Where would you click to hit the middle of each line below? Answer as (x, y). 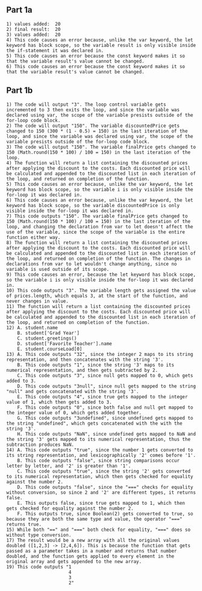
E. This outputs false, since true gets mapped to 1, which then (101, 503)
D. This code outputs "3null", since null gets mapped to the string (107, 386)
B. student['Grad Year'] (48, 333)
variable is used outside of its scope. (58, 269)
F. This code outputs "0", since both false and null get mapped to (105, 407)
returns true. (24, 524)
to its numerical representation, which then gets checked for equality (100, 476)
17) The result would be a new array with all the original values (93, 540)
